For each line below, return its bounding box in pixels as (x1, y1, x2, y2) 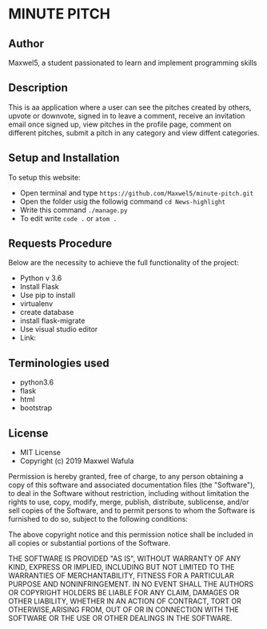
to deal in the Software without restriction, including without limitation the (8, 489, 249, 498)
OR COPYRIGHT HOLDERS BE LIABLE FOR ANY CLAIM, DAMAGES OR (8, 588, 240, 598)
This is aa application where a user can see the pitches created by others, (8, 102, 252, 112)
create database (19, 308, 74, 317)
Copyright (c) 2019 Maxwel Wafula (19, 456, 134, 466)
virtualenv (19, 299, 54, 308)
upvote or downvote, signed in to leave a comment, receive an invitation (8, 111, 245, 120)
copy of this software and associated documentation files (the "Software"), (8, 480, 256, 490)
